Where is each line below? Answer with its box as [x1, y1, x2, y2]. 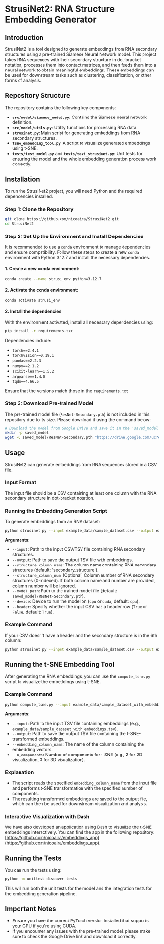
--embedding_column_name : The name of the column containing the [12, 741, 144, 747]
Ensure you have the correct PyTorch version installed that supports [12, 918, 149, 923]
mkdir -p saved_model [5, 430, 49, 435]
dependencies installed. [5, 193, 53, 199]
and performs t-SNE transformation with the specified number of [12, 785, 143, 791]
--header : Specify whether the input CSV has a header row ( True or [12, 604, 147, 610]
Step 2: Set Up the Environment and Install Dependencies [5, 233, 143, 239]
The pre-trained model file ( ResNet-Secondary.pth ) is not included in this [5, 411, 150, 417]
